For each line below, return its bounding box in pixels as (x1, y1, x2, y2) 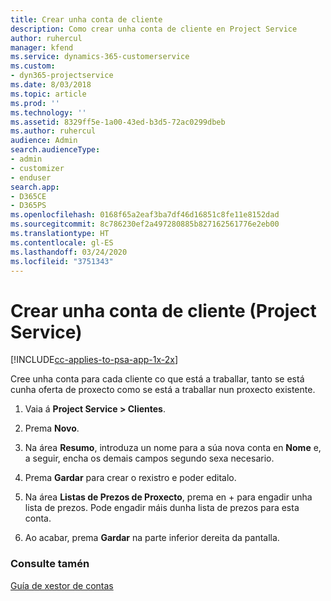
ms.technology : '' (10, 107, 87, 118)
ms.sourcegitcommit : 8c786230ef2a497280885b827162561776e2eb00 (10, 219, 280, 230)
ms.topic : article (10, 89, 87, 99)
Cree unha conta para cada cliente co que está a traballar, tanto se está (10, 373, 305, 385)
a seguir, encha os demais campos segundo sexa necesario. (24, 452, 275, 465)
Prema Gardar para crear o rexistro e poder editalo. (24, 472, 237, 484)
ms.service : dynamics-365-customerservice (10, 52, 190, 62)
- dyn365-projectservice (10, 71, 114, 81)
